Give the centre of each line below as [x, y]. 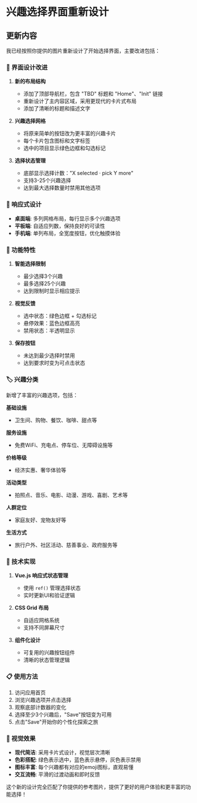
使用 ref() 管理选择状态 [52, 588]
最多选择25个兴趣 [45, 283]
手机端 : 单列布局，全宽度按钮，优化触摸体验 [67, 233]
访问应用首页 [30, 692]
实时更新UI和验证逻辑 [49, 595]
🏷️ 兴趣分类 [22, 379]
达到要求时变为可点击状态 [54, 362]
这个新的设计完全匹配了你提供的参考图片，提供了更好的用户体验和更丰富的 [96, 787]
